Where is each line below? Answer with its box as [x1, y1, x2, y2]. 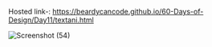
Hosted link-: [8, 7, 51, 16]
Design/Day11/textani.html [8, 15, 94, 25]
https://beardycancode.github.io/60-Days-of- [51, 7, 204, 16]
